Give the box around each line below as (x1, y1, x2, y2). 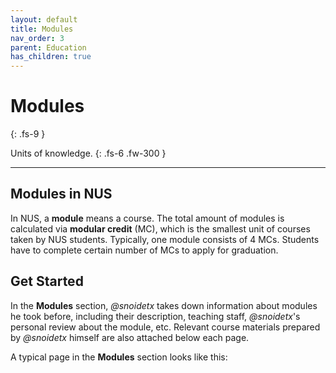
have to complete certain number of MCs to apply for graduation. (10, 244, 279, 256)
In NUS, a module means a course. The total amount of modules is (10, 212, 285, 224)
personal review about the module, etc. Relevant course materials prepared (10, 321, 321, 333)
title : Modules (10, 24, 74, 34)
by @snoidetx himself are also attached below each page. (10, 331, 250, 343)
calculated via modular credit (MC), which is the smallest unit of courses (10, 222, 311, 235)
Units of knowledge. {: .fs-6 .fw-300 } (10, 147, 167, 160)
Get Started (10, 273, 84, 290)
